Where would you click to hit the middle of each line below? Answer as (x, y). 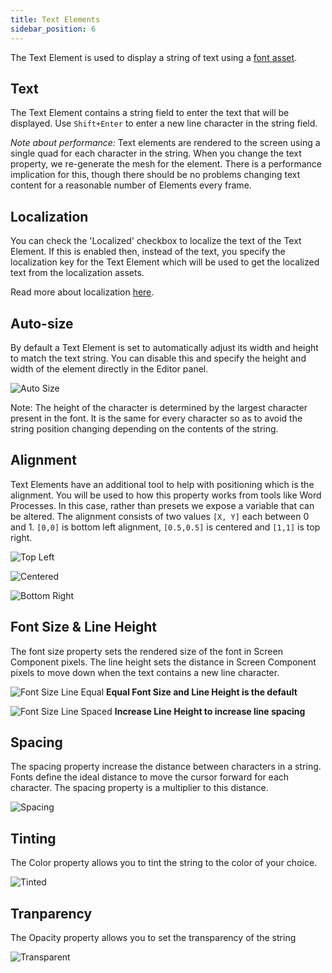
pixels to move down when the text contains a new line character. (145, 672)
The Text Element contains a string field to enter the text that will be (150, 113)
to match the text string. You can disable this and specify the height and (158, 358)
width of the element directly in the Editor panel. (109, 368)
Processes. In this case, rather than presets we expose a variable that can (162, 505)
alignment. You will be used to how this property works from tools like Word (166, 495)
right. (21, 537)
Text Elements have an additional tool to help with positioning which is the (162, 484)
